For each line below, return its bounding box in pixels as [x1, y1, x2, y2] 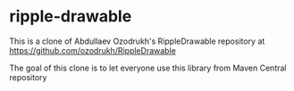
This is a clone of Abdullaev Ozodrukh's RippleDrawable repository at [9, 36, 265, 46]
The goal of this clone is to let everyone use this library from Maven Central [9, 62, 287, 73]
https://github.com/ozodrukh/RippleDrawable [9, 45, 176, 55]
